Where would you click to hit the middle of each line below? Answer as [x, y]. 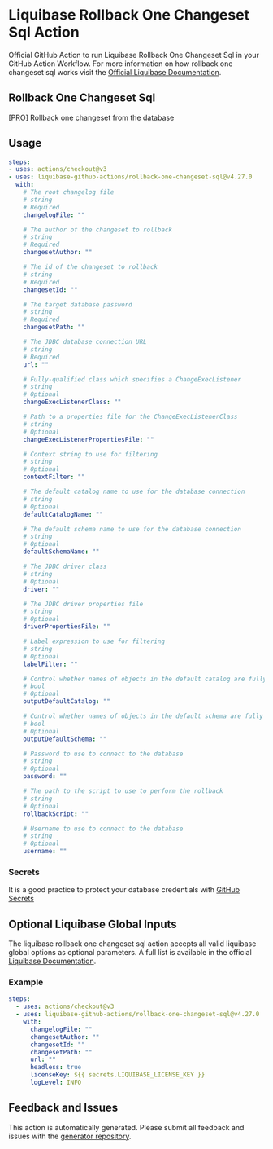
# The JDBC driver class [65, 567]
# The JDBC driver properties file [83, 604]
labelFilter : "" [51, 664]
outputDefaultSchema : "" [65, 739]
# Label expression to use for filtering [94, 641]
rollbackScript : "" [56, 814]
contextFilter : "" [54, 477]
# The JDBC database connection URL [85, 342]
